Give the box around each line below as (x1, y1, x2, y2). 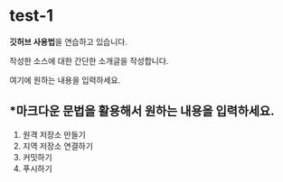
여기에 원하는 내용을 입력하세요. (9, 74, 121, 86)
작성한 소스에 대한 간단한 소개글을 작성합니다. (9, 55, 169, 66)
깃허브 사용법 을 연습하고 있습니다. (9, 36, 128, 47)
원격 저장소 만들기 (22, 129, 86, 140)
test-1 (9, 5, 54, 26)
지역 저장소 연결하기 (22, 141, 93, 151)
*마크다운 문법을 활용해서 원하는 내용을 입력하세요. (9, 104, 275, 119)
